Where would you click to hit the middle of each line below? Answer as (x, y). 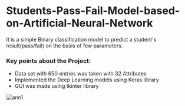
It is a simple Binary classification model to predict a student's (81, 39)
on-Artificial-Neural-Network (80, 23)
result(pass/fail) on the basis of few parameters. (65, 46)
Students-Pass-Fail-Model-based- (93, 11)
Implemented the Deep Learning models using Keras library (87, 80)
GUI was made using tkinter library (57, 86)
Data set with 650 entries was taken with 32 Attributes (80, 74)
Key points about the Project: (49, 61)
